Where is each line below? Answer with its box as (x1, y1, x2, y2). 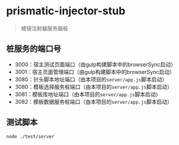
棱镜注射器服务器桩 (20, 24, 69, 32)
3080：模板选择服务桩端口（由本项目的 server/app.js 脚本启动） (14, 83, 173, 90)
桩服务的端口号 (6, 44, 61, 54)
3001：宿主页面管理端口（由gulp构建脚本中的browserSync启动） (14, 68, 175, 75)
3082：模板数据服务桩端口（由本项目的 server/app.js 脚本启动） (14, 98, 173, 105)
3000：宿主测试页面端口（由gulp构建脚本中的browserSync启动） (14, 61, 176, 68)
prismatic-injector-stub (6, 4, 126, 18)
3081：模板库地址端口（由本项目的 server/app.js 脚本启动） (14, 91, 161, 98)
